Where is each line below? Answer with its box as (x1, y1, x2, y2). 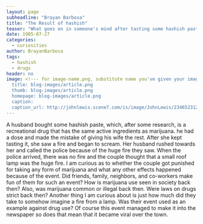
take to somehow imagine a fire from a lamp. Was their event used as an (6, 197, 186, 205)
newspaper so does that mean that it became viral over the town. (6, 211, 168, 218)
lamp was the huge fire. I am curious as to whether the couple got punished (6, 159, 195, 167)
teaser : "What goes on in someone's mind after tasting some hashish (6, 25, 185, 32)
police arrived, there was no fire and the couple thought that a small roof (6, 153, 187, 160)
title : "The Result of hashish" (6, 20, 88, 26)
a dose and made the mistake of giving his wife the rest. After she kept (6, 133, 182, 141)
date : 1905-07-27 (6, 31, 50, 37)
